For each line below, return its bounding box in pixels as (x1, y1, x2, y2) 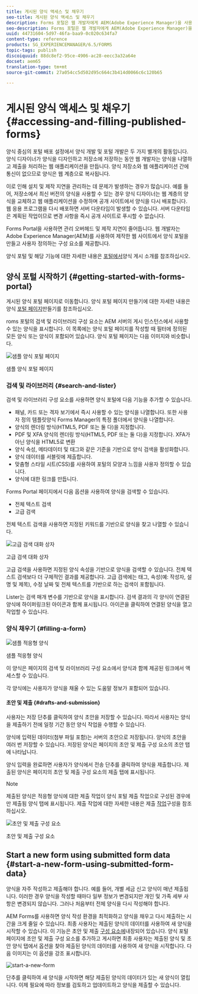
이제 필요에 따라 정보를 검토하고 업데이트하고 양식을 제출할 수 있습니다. (18, 981, 181, 988)
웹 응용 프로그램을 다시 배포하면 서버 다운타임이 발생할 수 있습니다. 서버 (6, 205, 170, 212)
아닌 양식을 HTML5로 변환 (14, 439, 76, 446)
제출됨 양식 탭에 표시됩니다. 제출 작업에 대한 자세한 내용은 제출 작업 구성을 (12, 799, 181, 807)
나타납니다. (12, 748, 38, 755)
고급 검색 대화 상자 (6, 553, 49, 561)
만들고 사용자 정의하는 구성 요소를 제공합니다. (6, 240, 111, 247)
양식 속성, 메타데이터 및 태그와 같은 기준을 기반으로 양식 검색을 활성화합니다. (14, 446, 190, 453)
